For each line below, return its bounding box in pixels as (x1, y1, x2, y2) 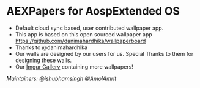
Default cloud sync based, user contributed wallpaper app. (15, 24, 164, 32)
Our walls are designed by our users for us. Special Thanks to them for (15, 50, 194, 57)
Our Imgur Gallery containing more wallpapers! (15, 63, 133, 70)
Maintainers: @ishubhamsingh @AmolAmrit (6, 75, 117, 82)
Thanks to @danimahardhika (15, 44, 87, 51)
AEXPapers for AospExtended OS (6, 4, 180, 18)
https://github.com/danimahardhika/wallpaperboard (15, 37, 146, 44)
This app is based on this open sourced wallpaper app (15, 30, 153, 38)
